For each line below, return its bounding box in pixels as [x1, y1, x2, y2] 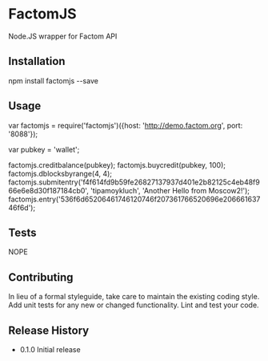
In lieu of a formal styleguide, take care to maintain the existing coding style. [8, 292, 260, 302]
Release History [8, 323, 90, 337]
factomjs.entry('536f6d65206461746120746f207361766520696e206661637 [8, 194, 261, 204]
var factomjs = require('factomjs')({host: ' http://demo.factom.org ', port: [8, 120, 243, 130]
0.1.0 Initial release [19, 345, 82, 354]
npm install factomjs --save [8, 75, 98, 85]
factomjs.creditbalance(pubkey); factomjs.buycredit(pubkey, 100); [8, 160, 226, 169]
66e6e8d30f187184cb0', [8, 185, 90, 195]
